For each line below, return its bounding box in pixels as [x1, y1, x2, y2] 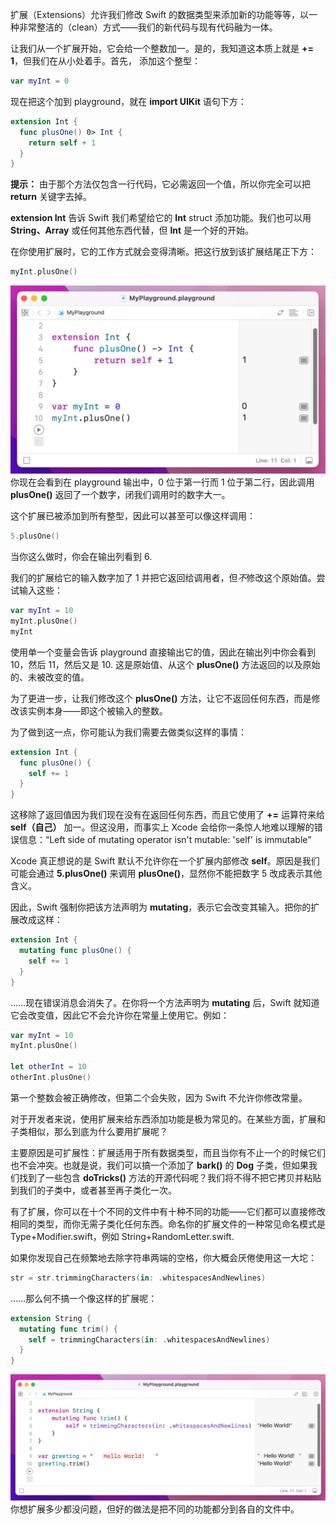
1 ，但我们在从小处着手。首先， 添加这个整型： [10, 55, 201, 67]
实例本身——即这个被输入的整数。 [27, 704, 168, 717]
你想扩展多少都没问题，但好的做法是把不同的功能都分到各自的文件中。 [10, 1503, 300, 1515]
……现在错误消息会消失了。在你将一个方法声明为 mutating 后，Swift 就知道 [10, 996, 320, 1008]
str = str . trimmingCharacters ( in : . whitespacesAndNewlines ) [10, 1273, 267, 1283]
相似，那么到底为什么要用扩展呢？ [27, 1125, 168, 1137]
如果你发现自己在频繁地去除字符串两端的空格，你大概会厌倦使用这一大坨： [10, 1251, 317, 1263]
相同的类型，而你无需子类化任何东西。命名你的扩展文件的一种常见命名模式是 [10, 1218, 326, 1230]
